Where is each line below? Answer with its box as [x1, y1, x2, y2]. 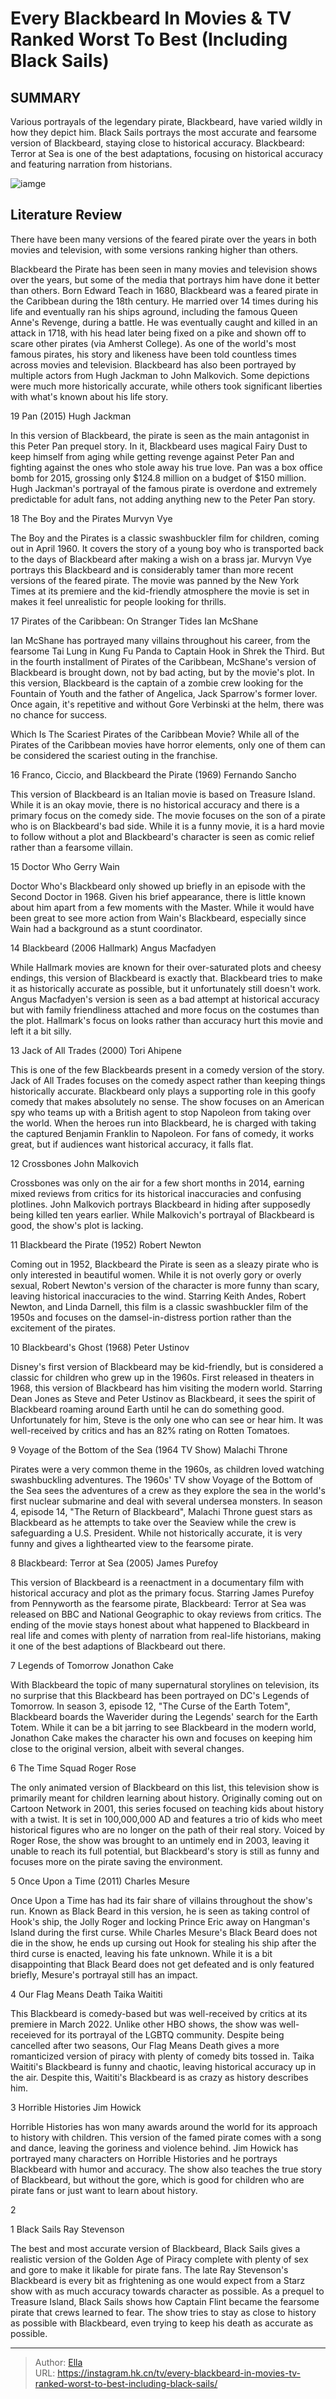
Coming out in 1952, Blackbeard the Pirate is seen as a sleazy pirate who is [10, 1258, 319, 1270]
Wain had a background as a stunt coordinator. [10, 922, 203, 934]
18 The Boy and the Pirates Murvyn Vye [10, 512, 173, 524]
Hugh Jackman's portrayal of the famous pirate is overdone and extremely [10, 482, 317, 494]
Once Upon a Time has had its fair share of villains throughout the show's [10, 1894, 313, 1906]
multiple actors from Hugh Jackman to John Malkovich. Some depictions [10, 369, 310, 381]
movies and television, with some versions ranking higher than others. [10, 243, 299, 256]
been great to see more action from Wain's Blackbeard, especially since [10, 912, 307, 924]
